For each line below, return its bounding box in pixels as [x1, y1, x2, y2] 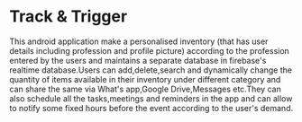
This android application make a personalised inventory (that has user [9, 36, 269, 47]
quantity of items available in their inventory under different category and [9, 74, 281, 84]
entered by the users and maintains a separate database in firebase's [9, 55, 267, 65]
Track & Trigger [9, 6, 128, 27]
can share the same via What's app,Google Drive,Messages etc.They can [9, 83, 281, 94]
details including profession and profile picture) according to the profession [9, 45, 290, 56]
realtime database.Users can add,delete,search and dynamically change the [9, 65, 293, 75]
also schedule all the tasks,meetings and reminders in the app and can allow [9, 92, 293, 104]
